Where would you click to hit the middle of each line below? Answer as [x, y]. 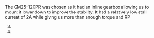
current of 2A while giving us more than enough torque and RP [68, 17]
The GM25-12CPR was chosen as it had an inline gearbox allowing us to [77, 7]
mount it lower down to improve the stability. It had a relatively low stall [76, 12]
